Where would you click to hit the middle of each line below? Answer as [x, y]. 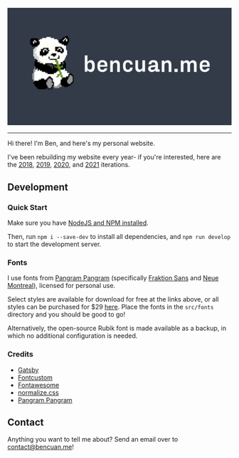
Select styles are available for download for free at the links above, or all [113, 299]
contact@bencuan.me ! [41, 447]
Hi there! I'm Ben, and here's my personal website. [81, 144]
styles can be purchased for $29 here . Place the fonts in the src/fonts [111, 307]
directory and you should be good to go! [67, 314]
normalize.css [38, 393]
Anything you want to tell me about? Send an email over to [93, 440]
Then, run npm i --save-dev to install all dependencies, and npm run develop [119, 236]
